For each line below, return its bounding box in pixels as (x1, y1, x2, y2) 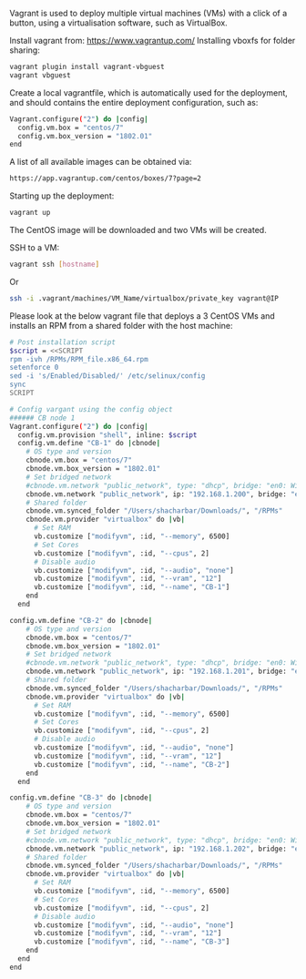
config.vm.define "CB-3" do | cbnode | (9, 793, 153, 802)
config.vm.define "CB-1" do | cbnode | (17, 439, 161, 448)
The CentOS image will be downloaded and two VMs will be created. (9, 225, 267, 235)
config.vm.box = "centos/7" (17, 123, 125, 132)
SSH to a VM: (9, 242, 60, 253)
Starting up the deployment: (9, 190, 115, 201)
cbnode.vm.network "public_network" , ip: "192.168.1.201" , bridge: (25, 667, 287, 677)
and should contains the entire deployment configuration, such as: (9, 97, 259, 107)
